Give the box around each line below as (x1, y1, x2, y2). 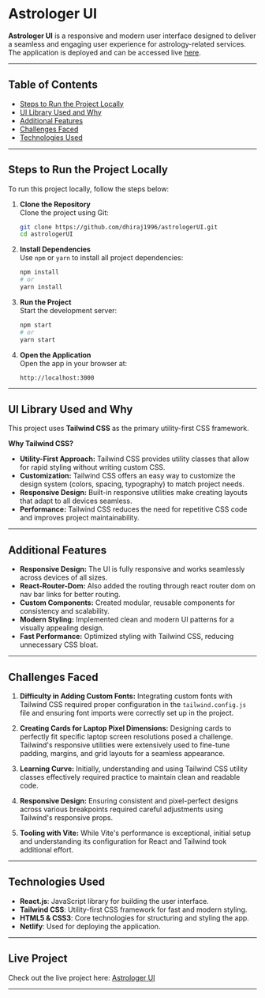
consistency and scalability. (19, 607, 110, 616)
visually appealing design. (19, 623, 105, 633)
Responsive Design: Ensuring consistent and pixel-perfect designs (19, 796, 239, 805)
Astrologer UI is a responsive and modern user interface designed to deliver (8, 31, 256, 40)
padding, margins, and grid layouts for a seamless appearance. (19, 749, 226, 758)
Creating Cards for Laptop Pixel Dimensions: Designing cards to (19, 724, 232, 732)
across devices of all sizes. (19, 573, 108, 582)
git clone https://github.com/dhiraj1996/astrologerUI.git (19, 223, 218, 231)
